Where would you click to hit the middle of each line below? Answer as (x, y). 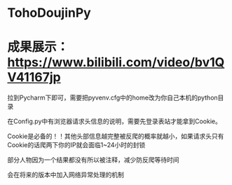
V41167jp (34, 77)
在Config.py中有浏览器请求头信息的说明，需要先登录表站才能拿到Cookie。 (115, 121)
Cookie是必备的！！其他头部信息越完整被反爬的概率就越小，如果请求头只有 (116, 136)
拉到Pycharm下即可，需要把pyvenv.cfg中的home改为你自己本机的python (113, 98)
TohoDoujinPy (49, 13)
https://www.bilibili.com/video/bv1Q (116, 63)
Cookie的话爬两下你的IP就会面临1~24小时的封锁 (76, 145)
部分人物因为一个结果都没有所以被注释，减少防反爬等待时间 (93, 160)
